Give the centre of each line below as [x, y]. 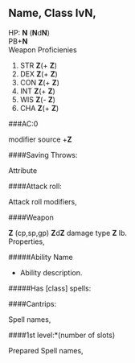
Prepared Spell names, [46, 350]
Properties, [27, 241]
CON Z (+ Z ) [40, 82]
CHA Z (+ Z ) [39, 108]
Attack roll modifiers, [43, 201]
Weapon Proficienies [43, 49]
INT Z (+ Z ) [38, 91]
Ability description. [51, 272]
